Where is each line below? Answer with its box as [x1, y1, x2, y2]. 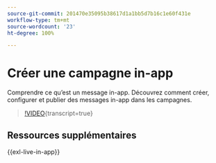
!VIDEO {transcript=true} [24, 109, 94, 118]
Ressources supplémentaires [7, 129, 137, 141]
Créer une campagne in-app [7, 65, 174, 81]
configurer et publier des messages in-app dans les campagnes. [7, 96, 192, 104]
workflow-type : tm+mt [7, 17, 70, 24]
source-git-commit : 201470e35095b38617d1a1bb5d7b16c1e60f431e [7, 10, 191, 17]
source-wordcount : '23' [7, 23, 76, 30]
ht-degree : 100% [7, 29, 54, 37]
